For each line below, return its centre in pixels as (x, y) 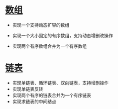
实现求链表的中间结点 (34, 101)
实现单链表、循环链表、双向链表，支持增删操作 (60, 83)
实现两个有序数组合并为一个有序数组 (50, 46)
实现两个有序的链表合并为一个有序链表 (52, 95)
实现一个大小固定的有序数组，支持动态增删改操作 (62, 35)
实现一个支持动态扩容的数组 (41, 25)
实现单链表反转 (28, 89)
